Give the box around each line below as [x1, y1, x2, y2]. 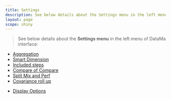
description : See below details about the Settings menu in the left [5, 12, 156, 17]
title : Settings [5, 7, 40, 13]
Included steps [12, 62, 44, 68]
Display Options [12, 88, 46, 94]
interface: [17, 41, 38, 47]
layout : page [5, 17, 33, 22]
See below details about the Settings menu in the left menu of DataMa [17, 36, 166, 42]
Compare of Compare [12, 67, 59, 73]
